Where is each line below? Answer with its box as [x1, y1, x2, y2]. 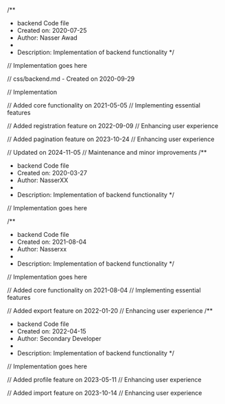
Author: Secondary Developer [16, 335, 102, 342]
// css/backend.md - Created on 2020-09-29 [7, 75, 135, 83]
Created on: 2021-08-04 [16, 238, 87, 246]
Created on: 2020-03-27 [16, 169, 88, 177]
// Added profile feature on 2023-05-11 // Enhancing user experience [7, 376, 202, 383]
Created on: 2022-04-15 [16, 327, 87, 335]
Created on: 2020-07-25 [16, 27, 87, 34]
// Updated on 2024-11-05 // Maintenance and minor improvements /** [7, 149, 207, 156]
